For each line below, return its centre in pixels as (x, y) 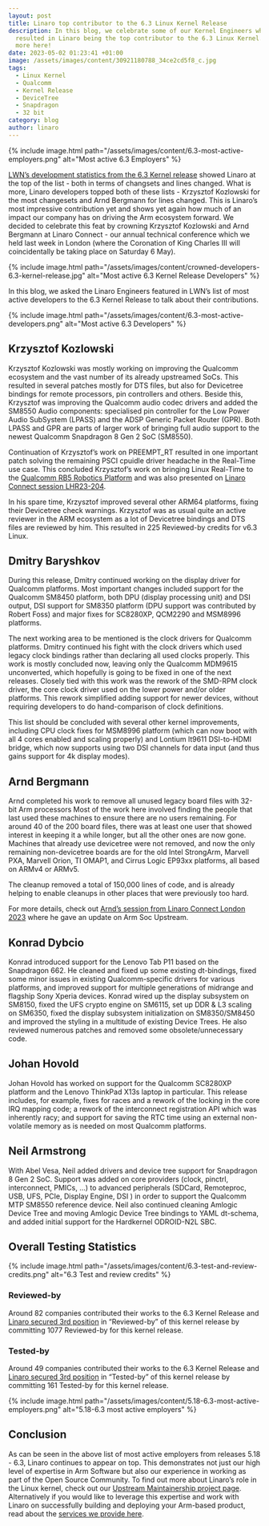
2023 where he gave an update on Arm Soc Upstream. (98, 918)
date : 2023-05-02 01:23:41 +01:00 (66, 53)
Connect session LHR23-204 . (57, 486)
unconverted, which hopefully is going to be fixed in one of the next (120, 673)
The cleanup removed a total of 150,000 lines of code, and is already (121, 885)
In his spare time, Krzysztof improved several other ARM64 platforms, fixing (133, 502)
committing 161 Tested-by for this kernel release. (88, 1386)
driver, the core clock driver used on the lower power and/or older (117, 690)
